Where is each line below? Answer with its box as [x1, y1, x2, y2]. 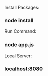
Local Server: [4, 53, 32, 59]
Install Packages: [4, 5, 40, 10]
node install [4, 17, 34, 24]
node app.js [4, 41, 34, 48]
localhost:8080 [4, 65, 43, 72]
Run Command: [4, 28, 37, 34]
